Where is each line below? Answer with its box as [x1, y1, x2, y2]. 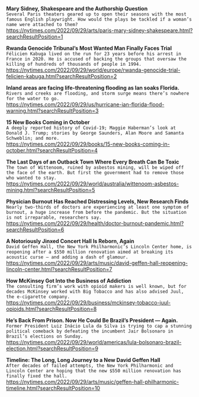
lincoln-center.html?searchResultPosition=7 [6, 266, 113, 273]
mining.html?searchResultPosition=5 [6, 187, 95, 193]
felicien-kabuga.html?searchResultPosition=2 [6, 73, 117, 79]
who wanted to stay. [6, 175, 57, 181]
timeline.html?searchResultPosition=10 [6, 385, 101, 392]
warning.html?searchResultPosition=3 [6, 107, 99, 114]
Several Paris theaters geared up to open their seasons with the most [6, 11, 187, 17]
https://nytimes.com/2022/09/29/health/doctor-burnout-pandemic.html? [6, 220, 184, 227]
